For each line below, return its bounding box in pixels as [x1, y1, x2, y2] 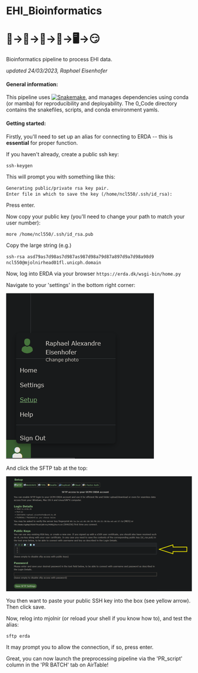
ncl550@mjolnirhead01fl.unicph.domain [6, 259, 101, 266]
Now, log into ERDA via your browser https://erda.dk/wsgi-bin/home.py [6, 270, 181, 277]
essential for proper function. [6, 139, 78, 146]
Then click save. [6, 603, 46, 611]
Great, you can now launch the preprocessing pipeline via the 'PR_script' [6, 655, 183, 662]
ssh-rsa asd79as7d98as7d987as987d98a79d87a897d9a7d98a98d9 [6, 253, 154, 260]
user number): [6, 219, 41, 226]
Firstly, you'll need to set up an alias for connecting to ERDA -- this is [6, 133, 173, 140]
